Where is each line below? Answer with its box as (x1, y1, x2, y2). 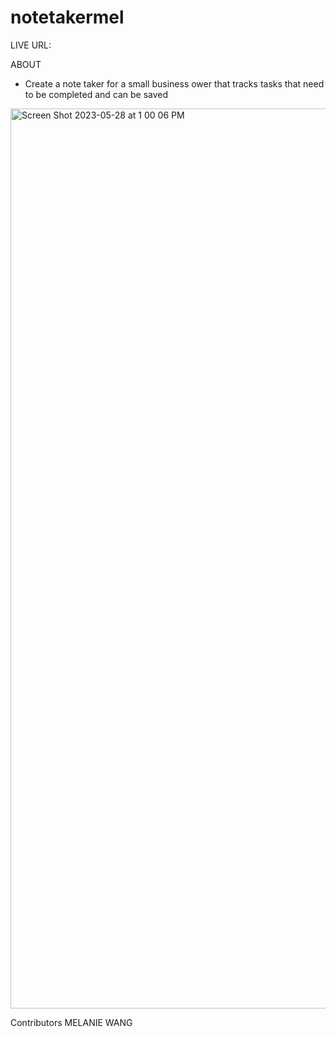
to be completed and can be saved (24, 88, 169, 100)
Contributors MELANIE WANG (10, 1016, 133, 1028)
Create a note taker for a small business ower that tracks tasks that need (24, 77, 325, 90)
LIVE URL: (10, 39, 52, 51)
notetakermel (10, 6, 125, 29)
